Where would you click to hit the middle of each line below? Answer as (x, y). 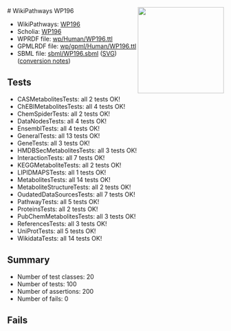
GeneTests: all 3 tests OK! (54, 143)
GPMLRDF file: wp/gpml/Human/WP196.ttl (77, 46)
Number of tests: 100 (47, 284)
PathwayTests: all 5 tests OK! (58, 201)
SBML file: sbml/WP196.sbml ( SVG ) (67, 53)
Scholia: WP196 (39, 31)
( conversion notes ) (44, 61)
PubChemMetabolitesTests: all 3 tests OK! (76, 216)
